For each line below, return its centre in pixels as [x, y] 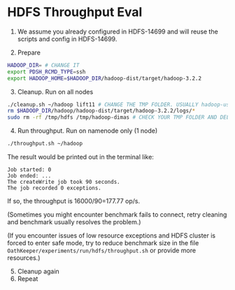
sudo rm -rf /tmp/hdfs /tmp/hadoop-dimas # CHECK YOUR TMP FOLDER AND [112, 117]
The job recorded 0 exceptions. [54, 188]
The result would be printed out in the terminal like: [80, 157]
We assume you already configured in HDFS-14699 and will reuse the [117, 31]
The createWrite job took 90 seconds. [64, 182]
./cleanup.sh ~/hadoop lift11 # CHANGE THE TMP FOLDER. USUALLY [103, 104]
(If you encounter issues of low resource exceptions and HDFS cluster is [112, 235]
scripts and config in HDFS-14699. [67, 38]
